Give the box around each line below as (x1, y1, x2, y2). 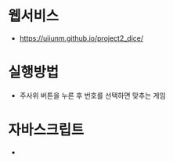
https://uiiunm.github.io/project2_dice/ (19, 33, 144, 43)
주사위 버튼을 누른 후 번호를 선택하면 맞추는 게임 (19, 91, 166, 100)
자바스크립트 (8, 121, 85, 139)
